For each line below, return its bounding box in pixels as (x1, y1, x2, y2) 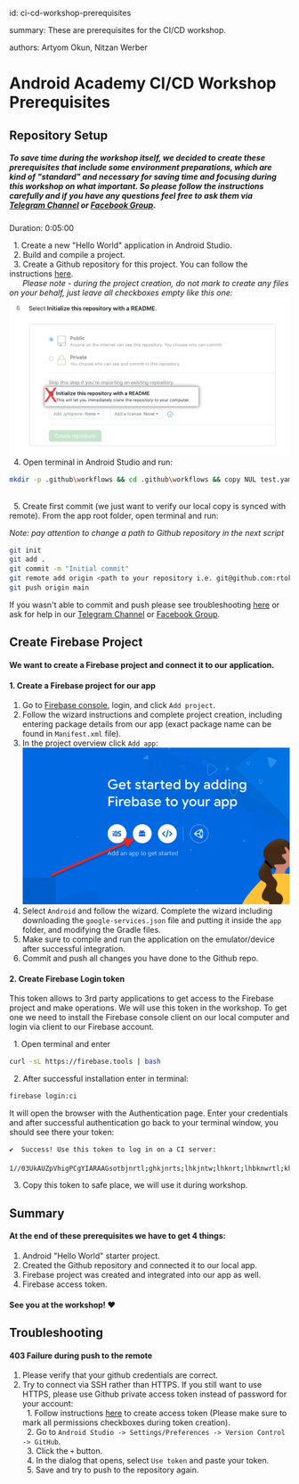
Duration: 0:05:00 (9, 222, 74, 233)
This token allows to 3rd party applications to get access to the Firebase (9, 993, 274, 1004)
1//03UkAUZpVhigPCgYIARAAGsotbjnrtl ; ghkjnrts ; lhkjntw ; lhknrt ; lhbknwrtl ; (9, 1164, 285, 1173)
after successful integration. (21, 943, 126, 953)
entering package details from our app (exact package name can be (21, 719, 272, 730)
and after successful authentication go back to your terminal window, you (9, 1117, 279, 1127)
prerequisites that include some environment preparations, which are (9, 162, 272, 173)
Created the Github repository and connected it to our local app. (21, 1260, 258, 1271)
